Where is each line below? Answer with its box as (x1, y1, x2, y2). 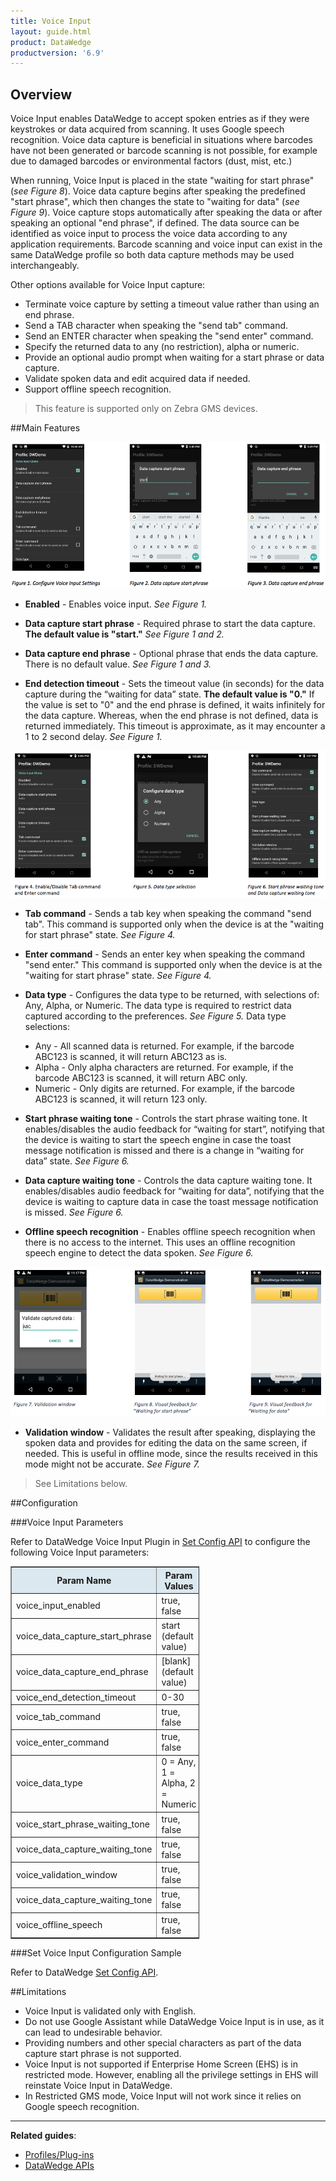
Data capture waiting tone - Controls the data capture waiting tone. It (24, 1174, 313, 1186)
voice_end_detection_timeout (16, 1691, 137, 1703)
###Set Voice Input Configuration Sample (10, 1947, 182, 1959)
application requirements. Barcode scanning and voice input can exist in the (10, 238, 323, 250)
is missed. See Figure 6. (24, 1206, 124, 1218)
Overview (10, 86, 73, 103)
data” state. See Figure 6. (24, 1155, 130, 1167)
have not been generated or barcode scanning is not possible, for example (10, 145, 318, 157)
